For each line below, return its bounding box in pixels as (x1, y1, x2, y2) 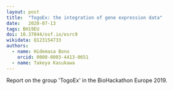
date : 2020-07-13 (6, 20, 56, 26)
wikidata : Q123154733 (6, 37, 62, 43)
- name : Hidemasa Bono (12, 49, 70, 55)
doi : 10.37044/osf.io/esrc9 (6, 32, 78, 38)
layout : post (6, 9, 40, 15)
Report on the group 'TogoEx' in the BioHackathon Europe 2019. (6, 77, 168, 84)
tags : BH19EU (6, 26, 40, 32)
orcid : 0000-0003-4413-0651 (17, 54, 89, 60)
